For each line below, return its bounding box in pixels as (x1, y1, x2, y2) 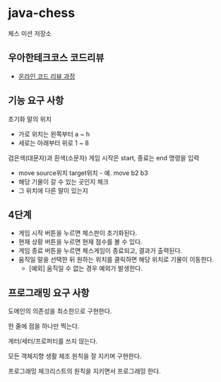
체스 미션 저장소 (8, 29, 52, 37)
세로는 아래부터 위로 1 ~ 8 (18, 138, 90, 147)
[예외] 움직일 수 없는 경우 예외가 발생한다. (28, 264, 143, 273)
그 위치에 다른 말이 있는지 (18, 186, 89, 195)
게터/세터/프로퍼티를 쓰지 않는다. (8, 337, 98, 345)
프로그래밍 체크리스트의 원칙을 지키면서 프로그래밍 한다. (8, 367, 161, 376)
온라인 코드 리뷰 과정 (18, 72, 76, 80)
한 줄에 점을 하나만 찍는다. (8, 322, 80, 330)
